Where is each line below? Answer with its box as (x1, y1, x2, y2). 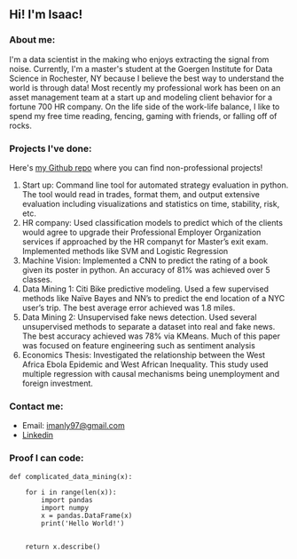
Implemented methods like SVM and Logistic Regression (21, 245, 229, 256)
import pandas (41, 495, 93, 505)
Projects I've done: (9, 142, 92, 155)
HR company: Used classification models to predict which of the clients (21, 217, 284, 228)
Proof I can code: (9, 452, 84, 465)
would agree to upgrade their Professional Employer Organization (21, 227, 262, 237)
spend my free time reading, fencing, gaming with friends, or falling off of (9, 110, 277, 121)
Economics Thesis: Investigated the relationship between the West (21, 349, 266, 360)
